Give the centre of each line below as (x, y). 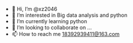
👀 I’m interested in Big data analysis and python (69, 15)
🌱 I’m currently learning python (49, 21)
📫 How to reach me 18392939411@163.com (66, 34)
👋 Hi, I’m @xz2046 (34, 9)
